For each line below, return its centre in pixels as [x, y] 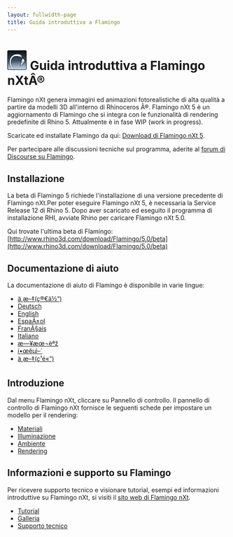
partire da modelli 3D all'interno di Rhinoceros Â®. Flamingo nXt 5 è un [108, 107]
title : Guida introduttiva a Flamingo [64, 22]
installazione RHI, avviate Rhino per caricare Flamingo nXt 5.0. [97, 218]
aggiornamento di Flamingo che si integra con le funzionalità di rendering [113, 115]
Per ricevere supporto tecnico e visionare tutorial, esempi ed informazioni [113, 489]
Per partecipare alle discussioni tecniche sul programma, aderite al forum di [116, 149]
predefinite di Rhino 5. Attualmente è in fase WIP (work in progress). [105, 122]
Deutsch [29, 306]
